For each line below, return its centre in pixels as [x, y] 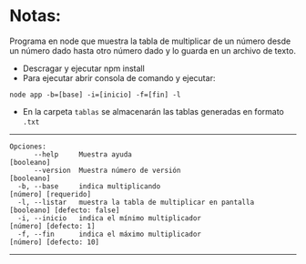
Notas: [36, 16]
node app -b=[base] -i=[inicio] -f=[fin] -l [95, 95]
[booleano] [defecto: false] [65, 210]
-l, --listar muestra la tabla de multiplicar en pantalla [136, 202]
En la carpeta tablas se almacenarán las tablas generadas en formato [153, 111]
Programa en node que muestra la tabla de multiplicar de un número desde [150, 41]
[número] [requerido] [51, 194]
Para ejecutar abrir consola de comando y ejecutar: [119, 77]
